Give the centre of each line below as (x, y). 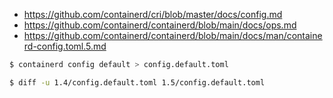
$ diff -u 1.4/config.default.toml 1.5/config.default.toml (137, 82)
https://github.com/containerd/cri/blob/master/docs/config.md (153, 14)
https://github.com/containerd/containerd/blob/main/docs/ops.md (160, 25)
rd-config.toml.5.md (65, 46)
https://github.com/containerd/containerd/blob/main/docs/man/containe (173, 35)
